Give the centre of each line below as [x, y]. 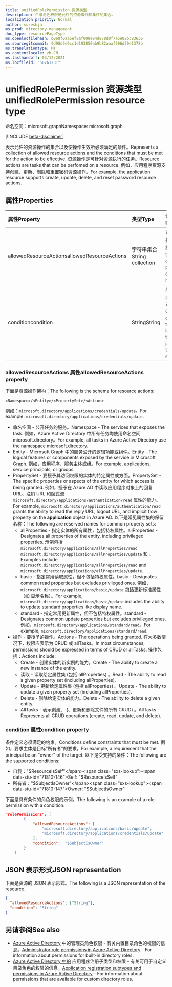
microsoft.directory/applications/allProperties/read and [83, 565]
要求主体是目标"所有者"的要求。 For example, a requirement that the [85, 748]
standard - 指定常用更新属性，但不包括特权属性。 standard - [83, 613]
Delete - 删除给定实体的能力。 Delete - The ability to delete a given [90, 698]
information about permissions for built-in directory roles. [73, 955]
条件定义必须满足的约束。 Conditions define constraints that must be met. [82, 742]
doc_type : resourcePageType [35, 34]
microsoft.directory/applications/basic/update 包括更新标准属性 [91, 590]
